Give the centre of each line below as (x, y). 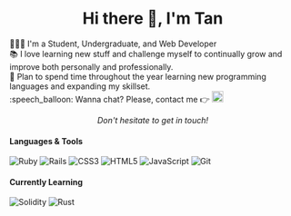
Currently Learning (46, 182)
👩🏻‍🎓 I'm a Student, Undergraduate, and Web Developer (113, 44)
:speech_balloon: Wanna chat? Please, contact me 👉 (110, 99)
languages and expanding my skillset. (80, 86)
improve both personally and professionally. (91, 66)
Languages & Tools (46, 141)
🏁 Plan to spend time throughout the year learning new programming (138, 76)
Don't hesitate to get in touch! (153, 120)
